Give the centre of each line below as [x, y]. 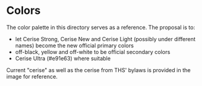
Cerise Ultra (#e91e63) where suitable [63, 58]
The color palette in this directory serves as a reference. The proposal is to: [101, 27]
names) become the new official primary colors [74, 45]
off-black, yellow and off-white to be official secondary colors [92, 51]
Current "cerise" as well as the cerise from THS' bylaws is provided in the [99, 70]
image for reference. [32, 76]
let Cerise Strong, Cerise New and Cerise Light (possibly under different [105, 39]
